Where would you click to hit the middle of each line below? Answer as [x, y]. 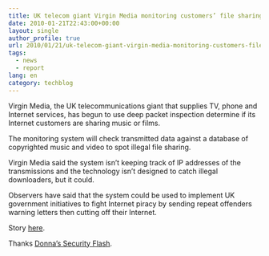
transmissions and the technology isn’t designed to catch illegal [113, 171]
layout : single [34, 30]
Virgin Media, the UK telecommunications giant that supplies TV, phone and [133, 106]
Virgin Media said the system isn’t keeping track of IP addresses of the [125, 162]
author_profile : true [44, 38]
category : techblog [41, 83]
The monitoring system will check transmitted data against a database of [128, 138]
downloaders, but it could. [51, 179]
